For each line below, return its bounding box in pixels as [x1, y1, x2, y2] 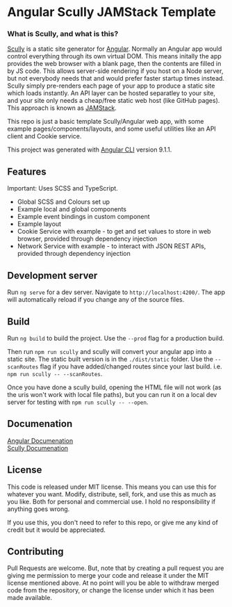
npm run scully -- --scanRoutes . [7, 369, 103, 378]
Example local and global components [17, 205, 127, 213]
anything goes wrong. [7, 505, 70, 513]
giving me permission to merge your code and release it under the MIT [7, 572, 210, 580]
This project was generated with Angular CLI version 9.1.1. [7, 145, 172, 154]
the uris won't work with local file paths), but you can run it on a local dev [7, 390, 217, 398]
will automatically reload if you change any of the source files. [7, 296, 185, 304]
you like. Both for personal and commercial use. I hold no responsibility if [7, 497, 216, 505]
